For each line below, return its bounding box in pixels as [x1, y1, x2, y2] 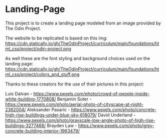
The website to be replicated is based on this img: [5, 35, 108, 41]
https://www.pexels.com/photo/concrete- [71, 106, 157, 112]
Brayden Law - [46, 122, 77, 128]
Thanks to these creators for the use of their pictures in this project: [5, 81, 145, 87]
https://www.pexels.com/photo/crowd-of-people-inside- [33, 90, 150, 96]
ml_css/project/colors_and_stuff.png [5, 71, 80, 77]
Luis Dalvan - [5, 90, 32, 96]
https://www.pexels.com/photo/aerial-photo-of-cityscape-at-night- [5, 101, 144, 107]
